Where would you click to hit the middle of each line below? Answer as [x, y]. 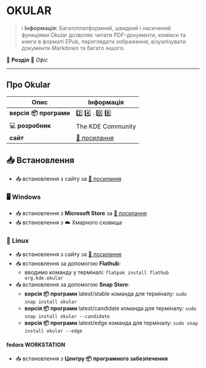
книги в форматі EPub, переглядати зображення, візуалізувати [103, 41]
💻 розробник [30, 125]
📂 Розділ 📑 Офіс [27, 59]
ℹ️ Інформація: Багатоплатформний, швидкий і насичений [96, 28]
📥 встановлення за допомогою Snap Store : [72, 285]
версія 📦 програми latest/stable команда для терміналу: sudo [105, 294]
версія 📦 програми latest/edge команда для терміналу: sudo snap [111, 323]
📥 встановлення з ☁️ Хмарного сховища [69, 222]
